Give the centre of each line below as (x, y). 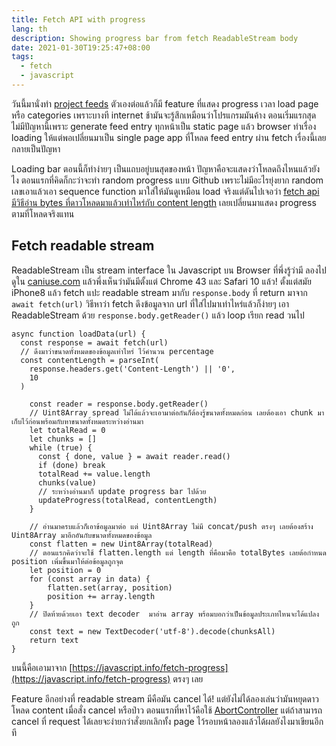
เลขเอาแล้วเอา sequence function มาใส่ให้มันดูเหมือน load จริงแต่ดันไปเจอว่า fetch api (165, 191)
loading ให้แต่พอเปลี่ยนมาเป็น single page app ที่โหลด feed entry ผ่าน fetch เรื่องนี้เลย (169, 137)
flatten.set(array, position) (110, 587)
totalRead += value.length (94, 474)
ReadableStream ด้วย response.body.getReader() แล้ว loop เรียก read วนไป (158, 315)
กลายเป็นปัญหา (36, 148)
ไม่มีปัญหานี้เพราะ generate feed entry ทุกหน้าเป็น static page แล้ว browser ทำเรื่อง (164, 126)
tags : (22, 57)
